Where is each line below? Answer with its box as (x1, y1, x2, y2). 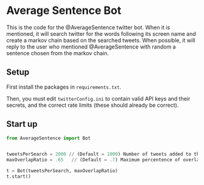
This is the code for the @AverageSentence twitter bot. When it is (6, 24, 171, 31)
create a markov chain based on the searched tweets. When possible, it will (6, 36, 195, 44)
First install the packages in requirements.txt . (6, 83, 121, 90)
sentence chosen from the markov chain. (6, 49, 109, 56)
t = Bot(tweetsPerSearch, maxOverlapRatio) (6, 168, 118, 174)
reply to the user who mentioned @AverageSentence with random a (6, 43, 176, 50)
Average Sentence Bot (6, 4, 121, 18)
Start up (6, 119, 38, 129)
